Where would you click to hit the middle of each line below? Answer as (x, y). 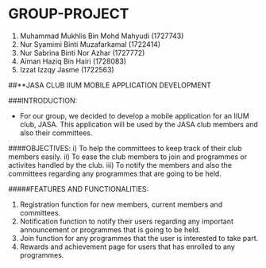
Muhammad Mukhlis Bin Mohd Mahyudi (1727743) (102, 36)
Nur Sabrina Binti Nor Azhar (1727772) (82, 52)
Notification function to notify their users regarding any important (127, 221)
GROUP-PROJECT (69, 14)
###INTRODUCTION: (43, 100)
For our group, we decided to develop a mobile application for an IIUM (135, 115)
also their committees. (56, 133)
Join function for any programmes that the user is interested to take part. (139, 238)
